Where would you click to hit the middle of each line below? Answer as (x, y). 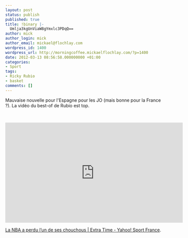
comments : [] (19, 85)
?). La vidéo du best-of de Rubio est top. (47, 105)
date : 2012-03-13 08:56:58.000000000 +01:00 (53, 57)
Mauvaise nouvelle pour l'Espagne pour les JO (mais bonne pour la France (83, 100)
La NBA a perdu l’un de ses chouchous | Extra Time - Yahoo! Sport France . (83, 230)
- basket (14, 81)
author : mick (19, 34)
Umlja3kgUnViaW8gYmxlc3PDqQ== (42, 29)
